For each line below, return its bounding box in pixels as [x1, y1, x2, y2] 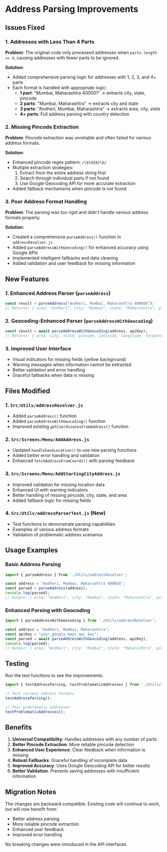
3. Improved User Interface [5, 345, 72, 352]
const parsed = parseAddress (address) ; [5, 586, 88, 591]
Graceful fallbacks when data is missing [12, 372, 94, 379]
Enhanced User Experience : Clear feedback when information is [12, 747, 146, 753]
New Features [5, 275, 49, 283]
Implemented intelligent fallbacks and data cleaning [12, 255, 118, 261]
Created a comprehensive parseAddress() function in [12, 234, 121, 240]
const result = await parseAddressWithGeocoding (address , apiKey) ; [5, 329, 148, 334]
